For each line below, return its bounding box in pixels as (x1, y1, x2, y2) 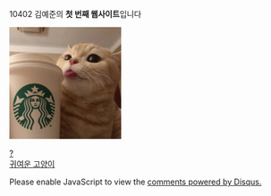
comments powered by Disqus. (147, 176, 262, 187)
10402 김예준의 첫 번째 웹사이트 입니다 (9, 9, 141, 19)
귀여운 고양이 (9, 158, 55, 169)
